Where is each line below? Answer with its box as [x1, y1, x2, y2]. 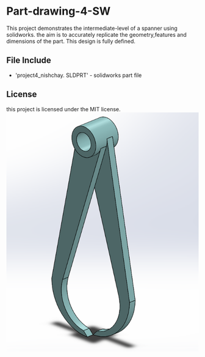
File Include [6, 55, 52, 65]
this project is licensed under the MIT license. [6, 105, 121, 112]
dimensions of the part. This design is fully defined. [6, 37, 136, 45]
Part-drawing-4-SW [6, 4, 111, 18]
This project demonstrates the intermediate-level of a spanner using [6, 24, 178, 32]
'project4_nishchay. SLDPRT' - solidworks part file [15, 72, 142, 79]
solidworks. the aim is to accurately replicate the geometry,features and [6, 31, 187, 38]
